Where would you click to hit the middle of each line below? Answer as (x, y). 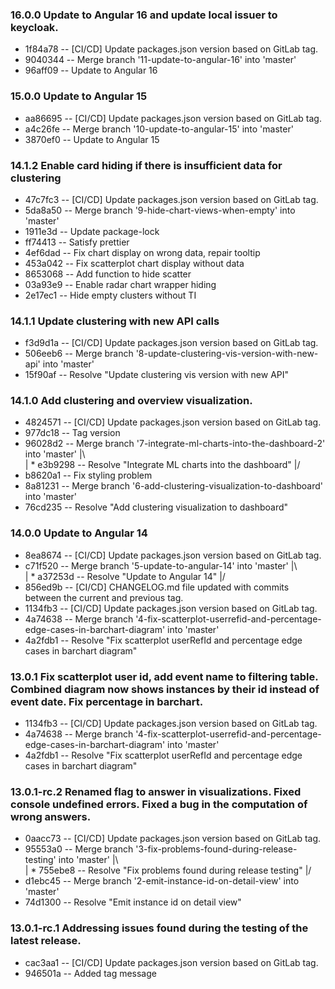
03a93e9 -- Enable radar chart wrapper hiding (120, 284)
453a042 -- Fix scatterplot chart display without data (134, 263)
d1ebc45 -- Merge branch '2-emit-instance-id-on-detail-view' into (162, 881)
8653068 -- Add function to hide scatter (108, 274)
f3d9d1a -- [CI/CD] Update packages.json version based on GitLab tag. (171, 343)
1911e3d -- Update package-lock (92, 231)
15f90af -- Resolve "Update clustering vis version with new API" (157, 375)
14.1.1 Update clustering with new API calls (115, 321)
